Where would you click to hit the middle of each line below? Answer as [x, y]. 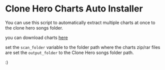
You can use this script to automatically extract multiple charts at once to [80, 22]
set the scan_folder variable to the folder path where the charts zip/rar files [83, 47]
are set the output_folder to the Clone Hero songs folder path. [69, 52]
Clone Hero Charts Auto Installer [74, 9]
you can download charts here [37, 37]
